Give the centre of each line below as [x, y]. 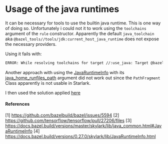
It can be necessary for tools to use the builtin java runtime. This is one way [83, 23]
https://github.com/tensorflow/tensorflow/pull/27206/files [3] [68, 121]
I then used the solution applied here [43, 93]
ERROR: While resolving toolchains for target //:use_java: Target [77, 63]
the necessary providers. [31, 44]
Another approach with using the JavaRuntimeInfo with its [65, 72]
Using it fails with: [23, 54]
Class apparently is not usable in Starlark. [48, 83]
